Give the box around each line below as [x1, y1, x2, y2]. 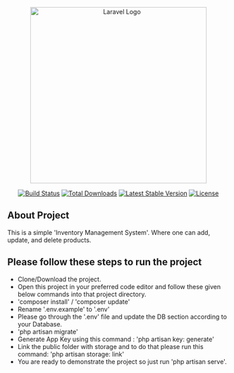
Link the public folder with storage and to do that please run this [17, 342, 204, 350]
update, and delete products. [7, 236, 92, 244]
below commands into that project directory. [17, 290, 147, 298]
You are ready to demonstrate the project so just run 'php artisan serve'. [17, 357, 227, 366]
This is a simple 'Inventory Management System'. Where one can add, [7, 228, 210, 236]
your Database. [17, 319, 62, 328]
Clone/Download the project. [17, 275, 101, 283]
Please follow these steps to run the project [7, 256, 202, 268]
